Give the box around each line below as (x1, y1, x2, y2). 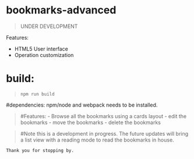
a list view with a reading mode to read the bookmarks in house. (20, 136, 174, 143)
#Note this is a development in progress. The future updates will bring (20, 130, 189, 137)
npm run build (20, 91, 55, 97)
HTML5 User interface (14, 45, 68, 52)
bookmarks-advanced (6, 3, 117, 17)
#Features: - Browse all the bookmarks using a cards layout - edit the (20, 112, 187, 119)
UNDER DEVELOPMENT (20, 23, 78, 30)
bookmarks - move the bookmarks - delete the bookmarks (20, 119, 161, 126)
